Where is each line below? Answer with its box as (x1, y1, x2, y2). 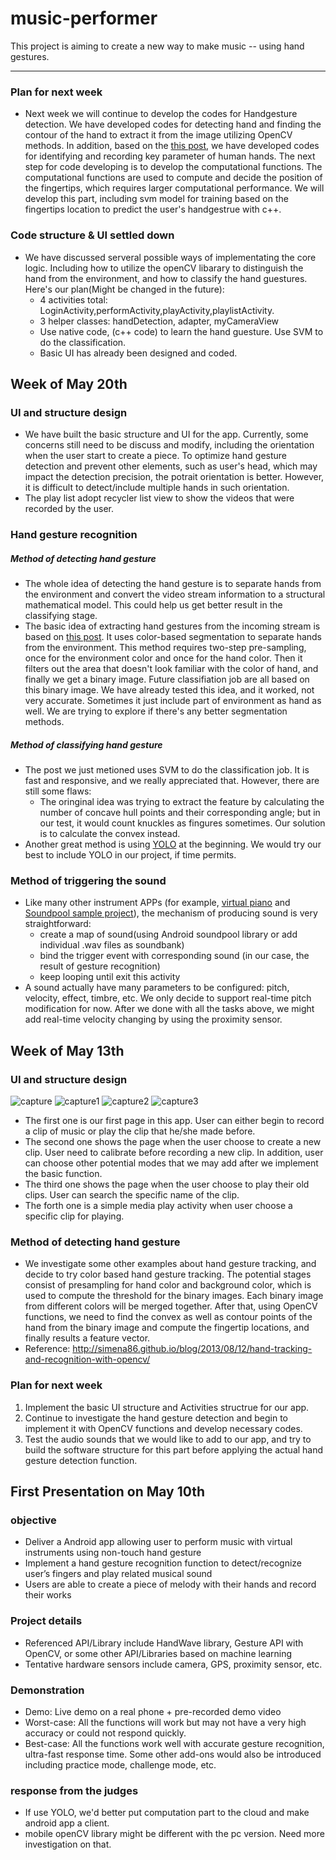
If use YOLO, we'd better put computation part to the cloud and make (24, 1807, 310, 1819)
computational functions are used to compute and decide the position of (24, 172, 323, 184)
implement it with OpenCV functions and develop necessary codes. (24, 1422, 303, 1434)
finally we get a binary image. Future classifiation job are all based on (24, 673, 310, 686)
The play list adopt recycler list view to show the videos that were (24, 492, 295, 504)
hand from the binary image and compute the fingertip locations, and (24, 1322, 310, 1334)
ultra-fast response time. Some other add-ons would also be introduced (24, 1748, 322, 1760)
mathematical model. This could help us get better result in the (24, 599, 283, 611)
